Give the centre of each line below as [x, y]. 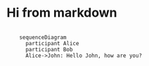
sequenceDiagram [43, 37]
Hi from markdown [62, 13]
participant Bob [49, 49]
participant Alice [52, 43]
